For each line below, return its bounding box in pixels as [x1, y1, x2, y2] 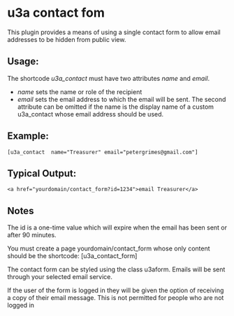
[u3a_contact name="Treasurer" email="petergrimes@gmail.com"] [7, 149, 198, 156]
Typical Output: [7, 167, 77, 179]
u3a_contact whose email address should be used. [17, 110, 164, 118]
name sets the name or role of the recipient [17, 87, 142, 96]
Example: [7, 130, 49, 142]
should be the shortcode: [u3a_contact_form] [7, 252, 138, 260]
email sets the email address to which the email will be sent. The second [17, 95, 226, 103]
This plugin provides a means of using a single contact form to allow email [7, 28, 221, 36]
